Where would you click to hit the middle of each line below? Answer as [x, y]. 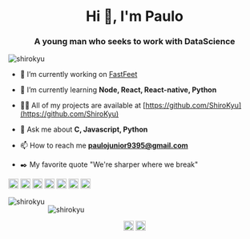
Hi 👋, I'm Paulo [135, 16]
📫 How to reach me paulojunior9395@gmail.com [104, 146]
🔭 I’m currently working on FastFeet [79, 75]
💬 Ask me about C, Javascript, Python [84, 130]
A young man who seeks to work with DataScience [135, 42]
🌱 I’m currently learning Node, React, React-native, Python [118, 90]
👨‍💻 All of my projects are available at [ [83, 105]
